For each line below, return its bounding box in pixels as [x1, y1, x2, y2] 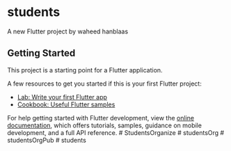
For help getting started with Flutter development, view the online [7, 113, 195, 122]
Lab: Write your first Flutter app [17, 93, 108, 101]
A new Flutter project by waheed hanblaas [7, 27, 129, 35]
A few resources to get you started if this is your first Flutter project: [7, 79, 202, 88]
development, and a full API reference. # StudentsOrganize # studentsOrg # [7, 128, 225, 136]
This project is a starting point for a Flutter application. [7, 65, 163, 74]
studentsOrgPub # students [7, 136, 87, 144]
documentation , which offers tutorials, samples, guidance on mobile [7, 121, 202, 129]
